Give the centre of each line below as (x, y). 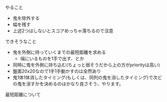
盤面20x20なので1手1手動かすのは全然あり (57, 71)
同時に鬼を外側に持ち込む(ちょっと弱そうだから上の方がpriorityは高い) (86, 65)
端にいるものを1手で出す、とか (52, 59)
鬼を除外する (26, 18)
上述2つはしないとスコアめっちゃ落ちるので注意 (63, 31)
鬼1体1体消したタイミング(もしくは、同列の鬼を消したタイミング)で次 (85, 78)
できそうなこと (21, 41)
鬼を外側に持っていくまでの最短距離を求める (59, 52)
